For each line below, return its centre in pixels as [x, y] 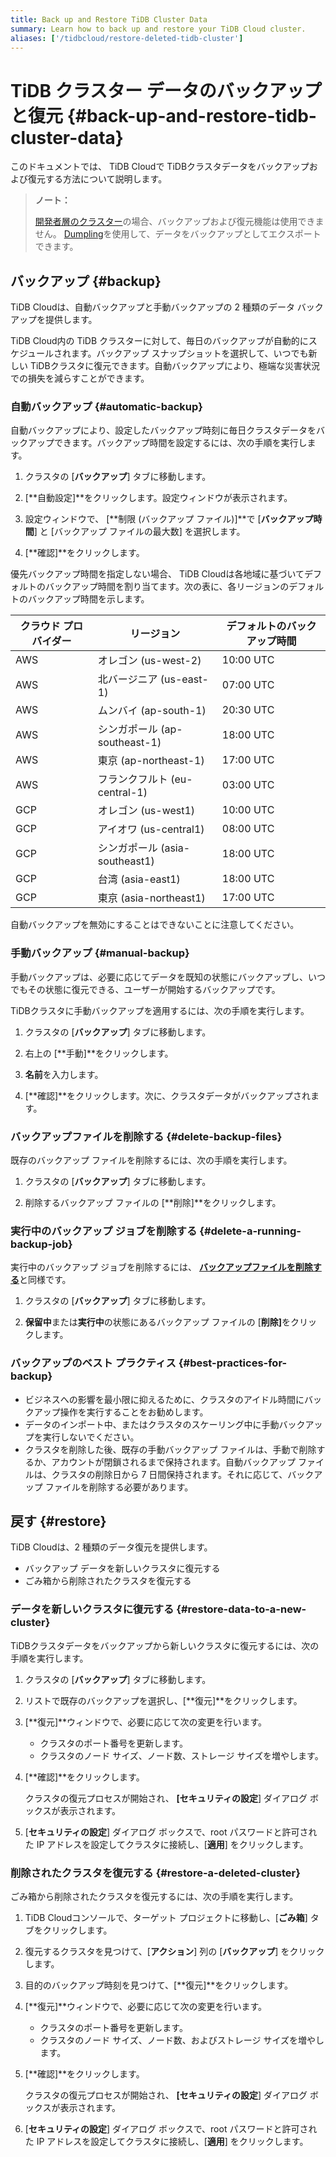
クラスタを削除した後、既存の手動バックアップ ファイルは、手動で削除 [170, 1449]
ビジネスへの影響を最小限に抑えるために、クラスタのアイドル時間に [164, 1399]
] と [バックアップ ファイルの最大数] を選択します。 [139, 532]
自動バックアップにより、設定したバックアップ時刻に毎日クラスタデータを [163, 430]
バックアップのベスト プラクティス [93, 1363]
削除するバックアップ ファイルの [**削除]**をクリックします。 [153, 1203]
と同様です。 [45, 1280]
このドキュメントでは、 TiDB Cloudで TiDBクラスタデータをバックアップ [160, 167]
